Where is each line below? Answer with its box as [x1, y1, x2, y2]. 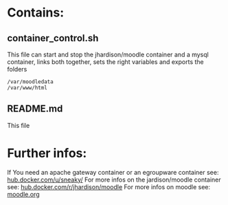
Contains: [7, 5, 65, 21]
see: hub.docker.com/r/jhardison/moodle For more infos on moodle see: [7, 182, 211, 191]
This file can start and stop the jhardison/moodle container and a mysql [7, 50, 209, 58]
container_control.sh [7, 32, 99, 44]
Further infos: [7, 146, 87, 161]
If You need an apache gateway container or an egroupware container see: [7, 168, 219, 176]
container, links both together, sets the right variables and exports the [7, 58, 204, 66]
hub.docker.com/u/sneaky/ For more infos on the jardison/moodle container [7, 175, 221, 184]
